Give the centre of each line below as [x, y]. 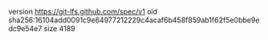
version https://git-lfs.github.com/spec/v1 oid [83, 12]
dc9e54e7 [25, 28]
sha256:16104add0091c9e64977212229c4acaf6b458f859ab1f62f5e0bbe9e [134, 20]
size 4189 [59, 28]
